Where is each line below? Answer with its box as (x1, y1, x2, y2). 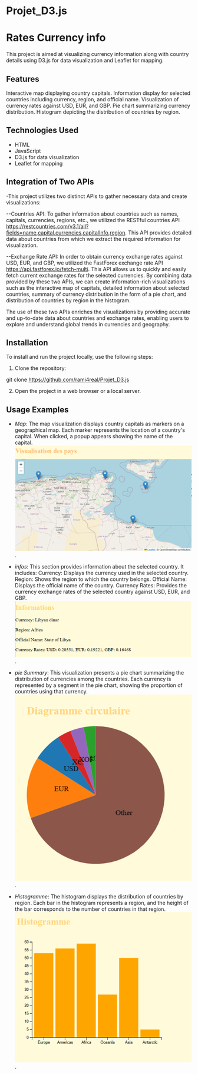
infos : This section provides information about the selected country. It (14, 563, 184, 570)
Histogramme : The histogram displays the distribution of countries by (14, 893, 184, 900)
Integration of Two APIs (6, 177, 94, 187)
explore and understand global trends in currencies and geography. (6, 320, 170, 328)
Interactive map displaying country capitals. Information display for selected (6, 90, 190, 97)
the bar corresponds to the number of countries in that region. (14, 906, 166, 913)
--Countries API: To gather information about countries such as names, (6, 210, 179, 217)
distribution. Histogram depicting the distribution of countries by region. (6, 108, 181, 115)
